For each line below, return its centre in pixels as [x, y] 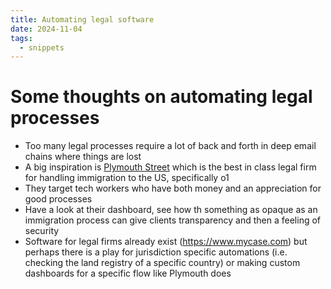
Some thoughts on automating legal [161, 97]
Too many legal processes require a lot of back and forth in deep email [170, 146]
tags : [21, 38]
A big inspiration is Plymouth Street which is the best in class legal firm [170, 167]
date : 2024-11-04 [46, 29]
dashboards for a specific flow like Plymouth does [128, 273]
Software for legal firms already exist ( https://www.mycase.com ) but [166, 242]
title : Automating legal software [82, 19]
